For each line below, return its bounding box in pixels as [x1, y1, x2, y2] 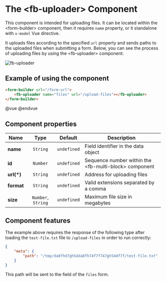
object [84, 149, 100, 156]
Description [107, 134, 136, 141]
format [7, 182, 24, 189]
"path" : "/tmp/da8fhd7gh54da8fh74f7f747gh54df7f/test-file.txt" [23, 253, 158, 258]
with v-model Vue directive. [5, 30, 60, 36]
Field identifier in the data [84, 143, 144, 150]
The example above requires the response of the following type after [5, 230, 145, 235]
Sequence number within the [84, 157, 152, 164]
